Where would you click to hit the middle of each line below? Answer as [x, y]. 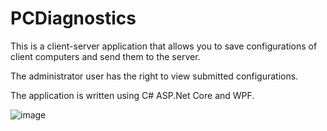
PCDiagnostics [73, 18]
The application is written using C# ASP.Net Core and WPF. [132, 95]
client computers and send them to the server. [105, 56]
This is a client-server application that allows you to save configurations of [164, 46]
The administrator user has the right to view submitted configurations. [154, 76]
